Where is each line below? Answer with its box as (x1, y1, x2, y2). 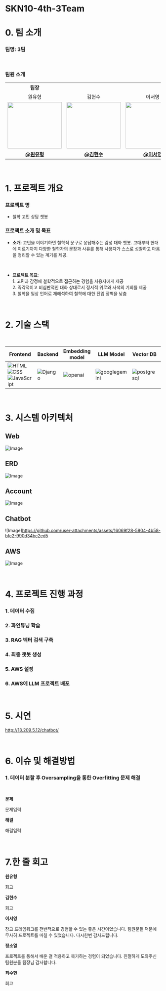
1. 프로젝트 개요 (5, 183, 64, 194)
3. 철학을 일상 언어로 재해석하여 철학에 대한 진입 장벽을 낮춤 (12, 290, 127, 297)
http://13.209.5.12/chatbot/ (5, 727, 59, 733)
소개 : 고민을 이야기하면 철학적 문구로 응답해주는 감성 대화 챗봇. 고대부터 (12, 239, 150, 245)
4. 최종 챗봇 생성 (5, 651, 42, 658)
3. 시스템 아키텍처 (5, 412, 73, 423)
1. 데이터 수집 (5, 607, 35, 614)
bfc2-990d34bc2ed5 (5, 533, 48, 539)
